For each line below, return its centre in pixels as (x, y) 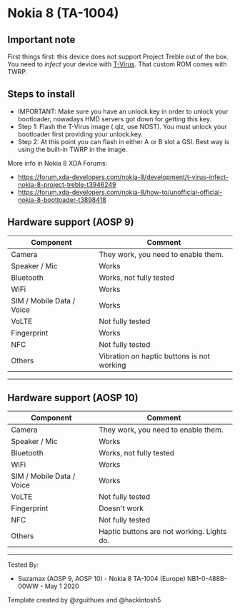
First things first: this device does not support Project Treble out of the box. (118, 56)
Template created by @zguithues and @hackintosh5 (84, 600)
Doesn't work (121, 508)
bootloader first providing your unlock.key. (80, 134)
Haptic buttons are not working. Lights (163, 532)
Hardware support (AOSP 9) (71, 222)
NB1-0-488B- (207, 579)
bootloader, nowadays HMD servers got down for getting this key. (115, 118)
